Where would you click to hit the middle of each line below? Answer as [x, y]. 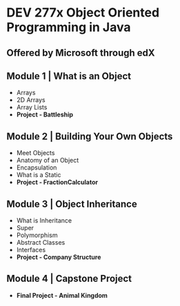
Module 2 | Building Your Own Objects [90, 136]
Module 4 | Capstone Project [69, 279]
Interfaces [31, 250]
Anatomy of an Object [48, 161]
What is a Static [39, 175]
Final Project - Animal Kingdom [62, 295]
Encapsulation [37, 167]
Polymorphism [37, 235]
